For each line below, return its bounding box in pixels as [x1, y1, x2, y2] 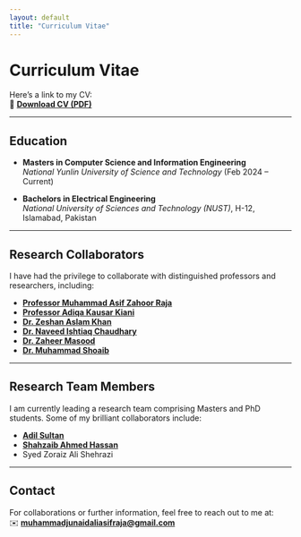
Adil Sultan [21, 430, 64, 440]
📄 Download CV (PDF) [9, 99, 92, 110]
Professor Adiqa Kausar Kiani [21, 307, 135, 318]
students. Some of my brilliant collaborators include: [9, 413, 202, 423]
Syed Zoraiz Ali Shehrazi [21, 448, 114, 459]
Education [9, 133, 68, 149]
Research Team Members [9, 379, 155, 395]
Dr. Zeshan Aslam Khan [21, 317, 112, 328]
